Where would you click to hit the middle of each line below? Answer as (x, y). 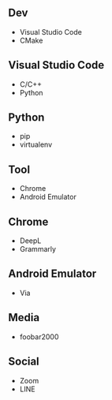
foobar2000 (39, 336)
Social (24, 362)
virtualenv (36, 144)
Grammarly (38, 249)
